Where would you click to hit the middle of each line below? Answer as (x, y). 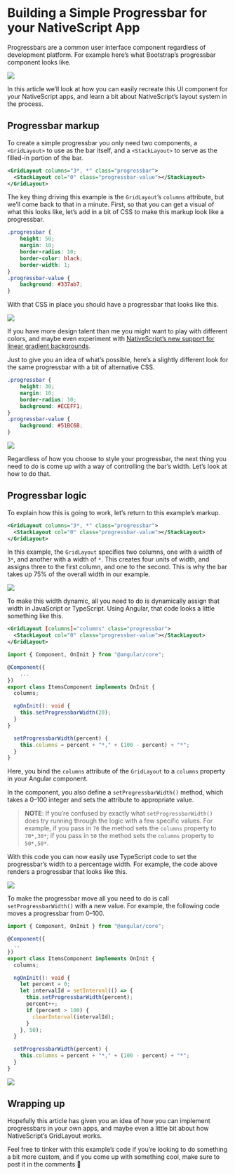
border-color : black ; (51, 258)
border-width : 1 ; (45, 265)
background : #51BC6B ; (51, 426)
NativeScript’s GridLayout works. (55, 1136)
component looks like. (39, 62)
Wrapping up (36, 1104)
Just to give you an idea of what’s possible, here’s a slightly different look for (118, 360)
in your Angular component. (48, 779)
